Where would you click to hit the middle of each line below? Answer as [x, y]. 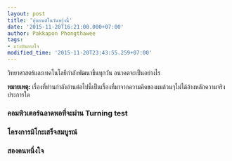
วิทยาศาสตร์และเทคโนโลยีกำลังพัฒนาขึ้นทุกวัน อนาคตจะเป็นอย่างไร [84, 72]
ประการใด [19, 94]
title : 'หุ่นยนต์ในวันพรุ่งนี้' [40, 20]
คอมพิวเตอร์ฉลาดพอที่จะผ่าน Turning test [67, 113]
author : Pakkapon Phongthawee [52, 33]
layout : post [26, 14]
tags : [15, 40]
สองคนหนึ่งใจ [26, 150]
